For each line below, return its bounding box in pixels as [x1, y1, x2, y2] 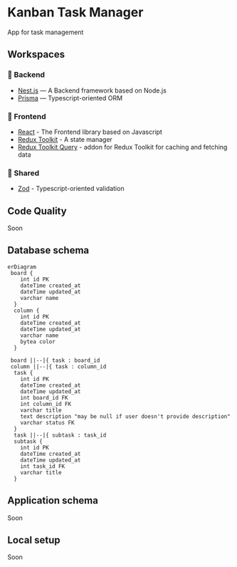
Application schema [7, 494, 98, 506]
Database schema [7, 244, 90, 256]
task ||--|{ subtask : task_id [14, 432, 107, 439]
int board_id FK [20, 394, 69, 401]
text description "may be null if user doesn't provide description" [20, 412, 231, 420]
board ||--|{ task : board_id [10, 357, 100, 364]
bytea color [20, 338, 56, 345]
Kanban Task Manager [7, 4, 144, 21]
